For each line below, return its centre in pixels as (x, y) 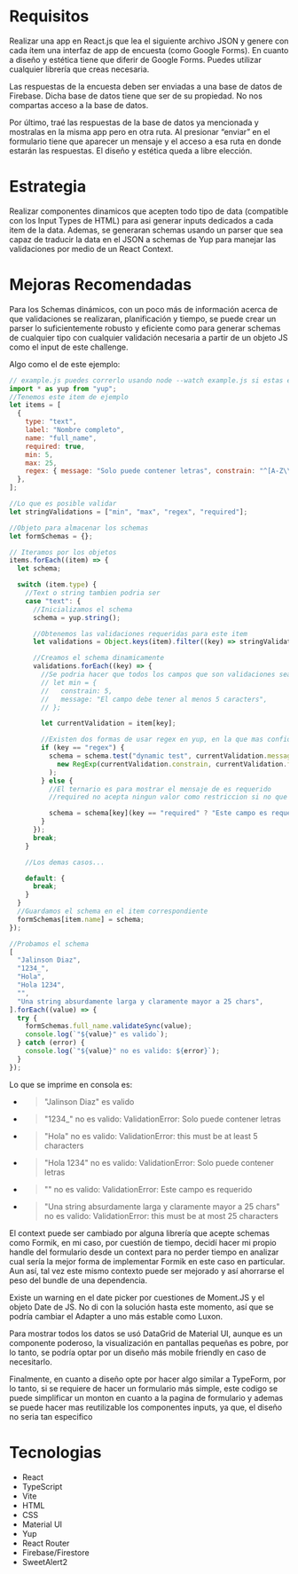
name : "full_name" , (61, 438)
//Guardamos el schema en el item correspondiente (113, 911)
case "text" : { (53, 601)
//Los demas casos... (65, 862)
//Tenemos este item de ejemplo (69, 397)
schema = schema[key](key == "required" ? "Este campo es (158, 814)
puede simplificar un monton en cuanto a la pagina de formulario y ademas (146, 1397)
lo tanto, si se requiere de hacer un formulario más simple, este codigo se (144, 1388)
